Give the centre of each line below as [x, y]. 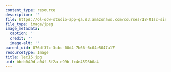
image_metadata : [22, 29]
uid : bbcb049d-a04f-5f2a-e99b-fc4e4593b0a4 [52, 62]
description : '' [22, 15]
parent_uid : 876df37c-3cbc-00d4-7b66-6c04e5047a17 [60, 48]
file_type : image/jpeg [29, 24]
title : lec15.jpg [24, 57]
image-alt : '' [25, 43]
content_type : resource [31, 10]
